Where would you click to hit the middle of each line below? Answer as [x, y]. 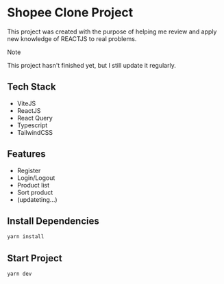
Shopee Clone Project [70, 13]
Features [26, 154]
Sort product [35, 192]
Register [29, 170]
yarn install [26, 237]
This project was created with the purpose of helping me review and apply [112, 31]
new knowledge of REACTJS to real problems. [72, 38]
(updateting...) [37, 199]
